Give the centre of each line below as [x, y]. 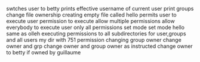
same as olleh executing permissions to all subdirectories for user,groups [96, 34]
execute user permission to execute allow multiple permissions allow [90, 21]
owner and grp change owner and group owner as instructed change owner [99, 46]
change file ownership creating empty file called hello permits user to [92, 15]
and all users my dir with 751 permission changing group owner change [94, 40]
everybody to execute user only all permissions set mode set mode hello [96, 27]
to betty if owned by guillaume [44, 52]
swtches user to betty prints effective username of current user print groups [100, 9]
